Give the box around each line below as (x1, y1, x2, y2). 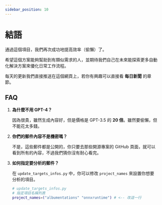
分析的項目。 (12, 176, 38, 182)
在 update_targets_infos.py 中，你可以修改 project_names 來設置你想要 (12, 171, 155, 176)
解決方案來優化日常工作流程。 (9, 63, 69, 68)
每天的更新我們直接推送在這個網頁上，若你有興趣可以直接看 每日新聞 (5, 73, 142, 79)
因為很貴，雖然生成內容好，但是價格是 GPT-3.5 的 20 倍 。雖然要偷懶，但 (12, 117, 158, 123)
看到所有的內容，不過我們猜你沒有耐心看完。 (12, 150, 102, 156)
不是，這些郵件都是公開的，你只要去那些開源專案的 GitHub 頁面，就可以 (12, 144, 156, 150)
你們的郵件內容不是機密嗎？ (12, 134, 68, 140)
